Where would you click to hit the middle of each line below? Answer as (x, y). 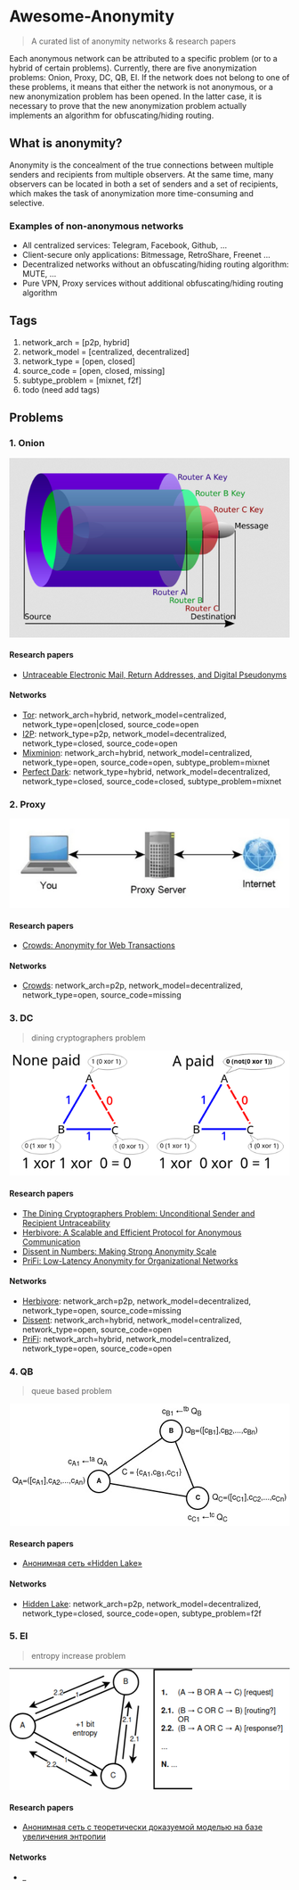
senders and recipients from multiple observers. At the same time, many (141, 174)
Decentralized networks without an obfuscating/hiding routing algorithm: (155, 264)
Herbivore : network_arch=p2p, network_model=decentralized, (137, 1301)
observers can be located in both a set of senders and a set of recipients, (144, 184)
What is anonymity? (66, 143)
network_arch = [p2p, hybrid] (76, 342)
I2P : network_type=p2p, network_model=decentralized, (124, 734)
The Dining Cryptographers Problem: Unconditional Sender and (138, 1213)
